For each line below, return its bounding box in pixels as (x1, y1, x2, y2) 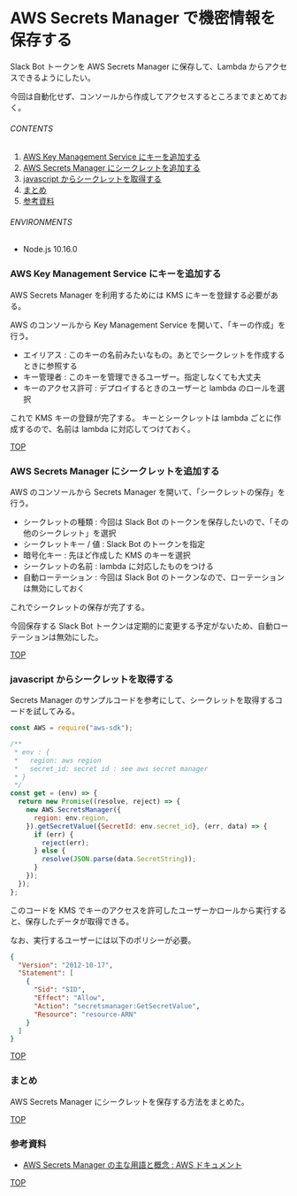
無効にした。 (56, 631, 103, 642)
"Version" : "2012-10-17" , (18, 961, 114, 969)
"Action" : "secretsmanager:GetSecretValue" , (33, 1001, 201, 1010)
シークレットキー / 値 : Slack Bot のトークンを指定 (22, 538, 206, 549)
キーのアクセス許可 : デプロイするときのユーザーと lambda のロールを (22, 382, 278, 393)
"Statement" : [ (18, 968, 74, 978)
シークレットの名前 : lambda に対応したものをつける (22, 560, 215, 571)
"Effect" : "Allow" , (33, 993, 105, 1003)
